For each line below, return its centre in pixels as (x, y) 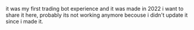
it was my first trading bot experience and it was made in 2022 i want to (95, 9)
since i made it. (24, 21)
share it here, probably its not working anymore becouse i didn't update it (97, 15)
